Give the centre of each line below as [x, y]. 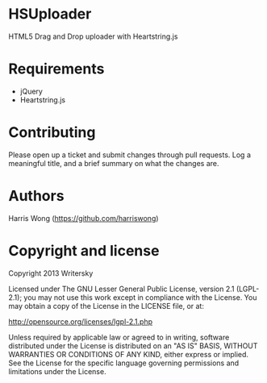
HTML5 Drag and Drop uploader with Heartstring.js [93, 36]
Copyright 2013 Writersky [51, 273]
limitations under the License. [57, 371]
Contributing [52, 133]
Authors [36, 196]
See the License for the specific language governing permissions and [124, 363]
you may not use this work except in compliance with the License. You [140, 297]
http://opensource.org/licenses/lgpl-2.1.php [81, 321]
